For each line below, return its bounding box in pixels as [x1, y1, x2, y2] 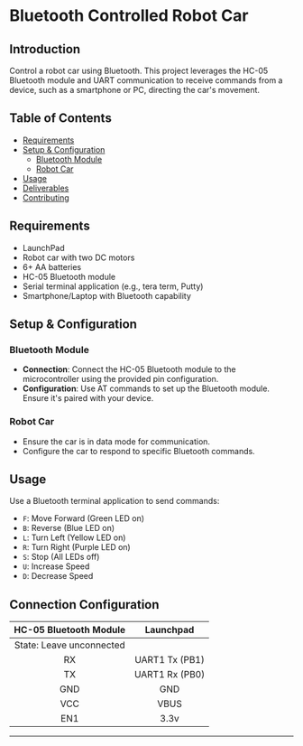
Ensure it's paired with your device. [22, 393, 154, 404]
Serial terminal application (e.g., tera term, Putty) [22, 281, 204, 292]
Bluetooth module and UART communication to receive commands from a [9, 75, 283, 86]
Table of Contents [9, 110, 113, 126]
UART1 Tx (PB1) [134, 654, 205, 667]
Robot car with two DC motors [22, 252, 135, 263]
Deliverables [22, 182, 69, 193]
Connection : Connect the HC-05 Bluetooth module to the [22, 364, 236, 375]
